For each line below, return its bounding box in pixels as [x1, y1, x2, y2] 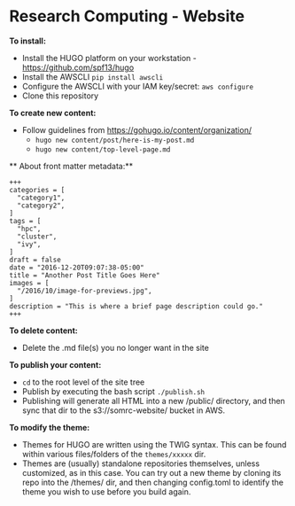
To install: [9, 35, 47, 46]
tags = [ [9, 216, 42, 225]
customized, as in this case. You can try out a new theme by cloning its [21, 467, 282, 478]
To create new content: [9, 107, 97, 118]
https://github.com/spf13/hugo [21, 62, 135, 73]
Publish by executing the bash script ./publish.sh [21, 385, 206, 396]
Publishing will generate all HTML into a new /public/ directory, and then [21, 395, 285, 406]
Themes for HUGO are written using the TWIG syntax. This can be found [21, 439, 287, 449]
